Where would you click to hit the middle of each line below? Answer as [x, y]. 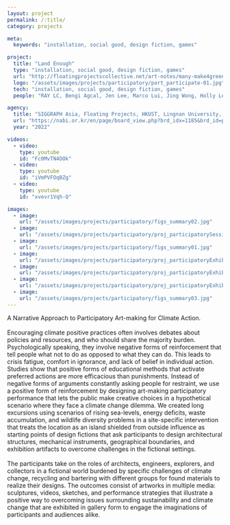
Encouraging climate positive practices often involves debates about [104, 332]
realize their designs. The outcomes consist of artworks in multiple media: [111, 485]
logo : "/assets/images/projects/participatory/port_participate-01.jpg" [119, 83]
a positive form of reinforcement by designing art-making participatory [107, 391]
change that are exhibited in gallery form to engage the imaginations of [107, 507]
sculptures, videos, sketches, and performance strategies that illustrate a [110, 492]
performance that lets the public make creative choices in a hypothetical [109, 398]
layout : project [30, 13]
